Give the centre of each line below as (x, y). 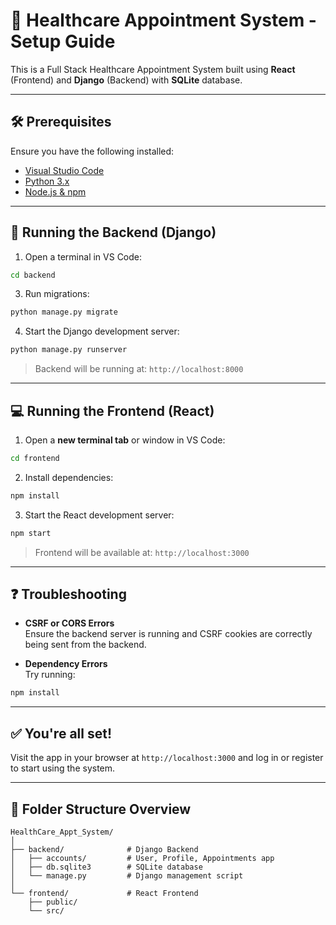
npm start (31, 533)
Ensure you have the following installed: (92, 151)
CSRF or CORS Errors (69, 623)
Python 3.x (47, 181)
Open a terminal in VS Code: (83, 256)
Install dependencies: (69, 477)
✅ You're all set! (61, 733)
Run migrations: (57, 294)
